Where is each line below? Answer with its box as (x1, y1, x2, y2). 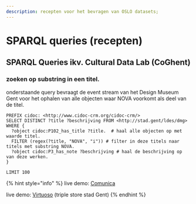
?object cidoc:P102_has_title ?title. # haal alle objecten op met (11, 128, 183, 134)
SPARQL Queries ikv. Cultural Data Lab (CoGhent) (6, 57, 191, 68)
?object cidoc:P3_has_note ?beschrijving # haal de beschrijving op (11, 149, 183, 154)
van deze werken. (6, 154, 49, 160)
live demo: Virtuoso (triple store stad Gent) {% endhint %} (6, 191, 147, 198)
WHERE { (6, 123, 25, 129)
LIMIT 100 (6, 169, 31, 175)
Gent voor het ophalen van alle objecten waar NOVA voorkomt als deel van (6, 95, 187, 102)
